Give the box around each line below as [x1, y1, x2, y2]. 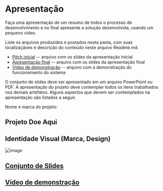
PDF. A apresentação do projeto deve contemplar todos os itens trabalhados [5, 84, 159, 90]
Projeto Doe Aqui [5, 118, 57, 126]
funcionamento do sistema [12, 69, 66, 75]
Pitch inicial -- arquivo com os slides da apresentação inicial [12, 54, 133, 59]
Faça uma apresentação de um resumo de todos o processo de [5, 19, 132, 25]
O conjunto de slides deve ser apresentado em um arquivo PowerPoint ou [5, 79, 153, 85]
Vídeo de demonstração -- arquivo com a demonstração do [12, 64, 132, 70]
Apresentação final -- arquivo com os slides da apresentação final [12, 59, 145, 65]
